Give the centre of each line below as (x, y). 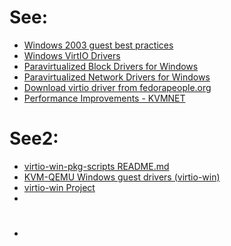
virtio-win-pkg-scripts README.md (96, 166)
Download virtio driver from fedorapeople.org (117, 87)
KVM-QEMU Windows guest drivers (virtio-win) (122, 177)
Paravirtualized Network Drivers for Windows (117, 77)
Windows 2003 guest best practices (98, 45)
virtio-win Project (59, 187)
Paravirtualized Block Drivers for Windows (111, 66)
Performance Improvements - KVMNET (104, 98)
